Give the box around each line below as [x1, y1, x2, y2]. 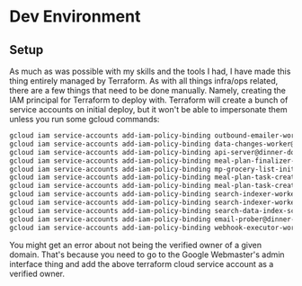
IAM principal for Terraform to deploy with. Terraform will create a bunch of [9, 94, 289, 105]
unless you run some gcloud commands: [9, 114, 160, 124]
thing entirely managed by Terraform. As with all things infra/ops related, [9, 76, 279, 86]
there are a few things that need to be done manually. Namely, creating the [9, 85, 286, 95]
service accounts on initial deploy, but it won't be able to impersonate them [9, 104, 288, 114]
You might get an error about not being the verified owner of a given [9, 239, 262, 250]
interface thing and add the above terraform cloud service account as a [9, 258, 274, 269]
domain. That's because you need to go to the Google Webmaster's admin [9, 249, 285, 260]
